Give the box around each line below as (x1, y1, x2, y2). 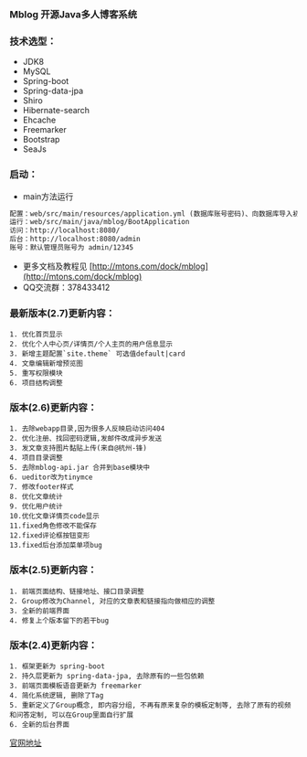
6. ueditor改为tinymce (9, 473, 93, 482)
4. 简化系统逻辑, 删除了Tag (9, 691, 104, 700)
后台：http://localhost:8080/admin (9, 235, 141, 244)
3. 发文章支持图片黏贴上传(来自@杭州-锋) (9, 443, 148, 453)
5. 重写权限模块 (9, 368, 63, 378)
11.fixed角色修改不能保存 (9, 521, 98, 531)
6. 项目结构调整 (9, 378, 63, 388)
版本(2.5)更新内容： (9, 564, 98, 577)
